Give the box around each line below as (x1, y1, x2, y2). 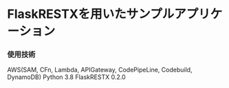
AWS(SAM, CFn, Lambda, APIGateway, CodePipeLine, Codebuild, (7, 66, 193, 74)
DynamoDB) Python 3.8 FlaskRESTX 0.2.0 (7, 73, 126, 81)
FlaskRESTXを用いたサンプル (7, 6, 175, 22)
